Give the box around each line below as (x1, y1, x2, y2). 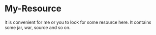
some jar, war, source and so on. (4, 24, 71, 30)
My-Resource (4, 3, 62, 14)
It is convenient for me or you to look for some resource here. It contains (4, 19, 152, 25)
